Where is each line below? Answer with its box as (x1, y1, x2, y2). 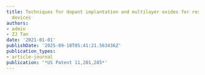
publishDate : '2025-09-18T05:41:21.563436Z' (6, 43, 121, 49)
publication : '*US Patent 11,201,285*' (6, 59, 108, 65)
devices (12, 15, 32, 21)
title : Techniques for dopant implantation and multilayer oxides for (6, 8, 190, 15)
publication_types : (6, 48, 56, 54)
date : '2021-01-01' (6, 37, 56, 43)
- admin (6, 25, 26, 32)
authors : (6, 20, 29, 26)
